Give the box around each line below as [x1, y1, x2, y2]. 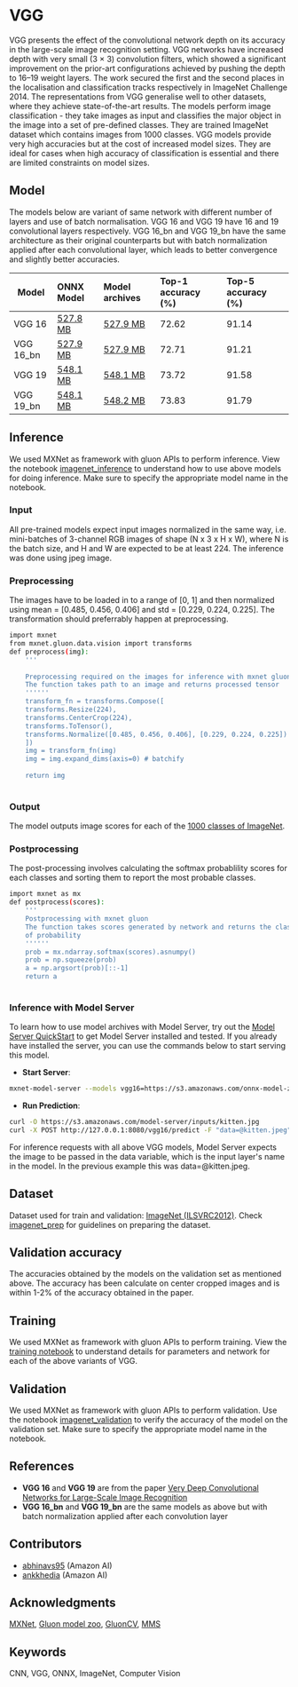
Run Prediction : [21, 1100, 81, 1111]
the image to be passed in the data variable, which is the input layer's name [9, 1151, 286, 1161]
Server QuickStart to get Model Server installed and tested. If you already [9, 1031, 278, 1042]
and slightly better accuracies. [9, 254, 120, 265]
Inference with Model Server [9, 1001, 135, 1013]
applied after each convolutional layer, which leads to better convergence [9, 244, 278, 255]
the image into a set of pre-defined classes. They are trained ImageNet [9, 119, 269, 130]
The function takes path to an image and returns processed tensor [25, 680, 279, 689]
